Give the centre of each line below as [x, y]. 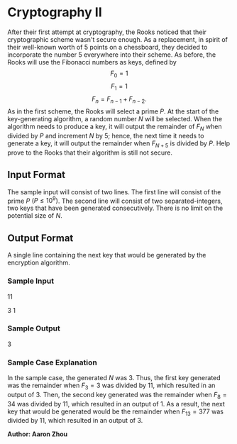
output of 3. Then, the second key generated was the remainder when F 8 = [117, 395]
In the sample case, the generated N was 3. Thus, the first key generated [114, 378]
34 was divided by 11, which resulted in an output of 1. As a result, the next [116, 404]
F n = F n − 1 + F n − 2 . [119, 100]
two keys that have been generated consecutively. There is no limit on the [115, 208]
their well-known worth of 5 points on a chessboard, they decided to [108, 47]
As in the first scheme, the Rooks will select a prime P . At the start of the [113, 111]
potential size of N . [35, 216]
